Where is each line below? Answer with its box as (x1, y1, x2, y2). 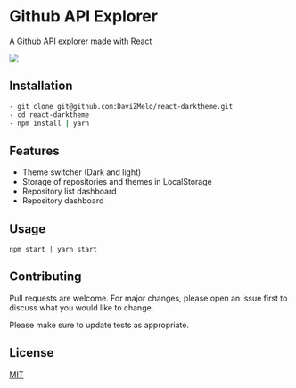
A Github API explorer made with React (9, 36, 152, 46)
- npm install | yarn (9, 119, 90, 128)
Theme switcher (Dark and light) (21, 167, 142, 177)
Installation (9, 78, 73, 94)
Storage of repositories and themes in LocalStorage (21, 177, 212, 187)
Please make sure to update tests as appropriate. (9, 319, 190, 330)
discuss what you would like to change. (9, 301, 154, 313)
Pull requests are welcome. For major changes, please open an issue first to (9, 293, 288, 303)
